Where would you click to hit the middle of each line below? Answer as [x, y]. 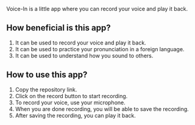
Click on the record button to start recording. [71, 96]
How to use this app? [47, 75]
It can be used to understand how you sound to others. [84, 55]
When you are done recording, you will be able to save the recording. [102, 109]
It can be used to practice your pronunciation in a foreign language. [100, 49]
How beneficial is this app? [58, 28]
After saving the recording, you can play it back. [75, 115]
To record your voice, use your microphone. [70, 102]
